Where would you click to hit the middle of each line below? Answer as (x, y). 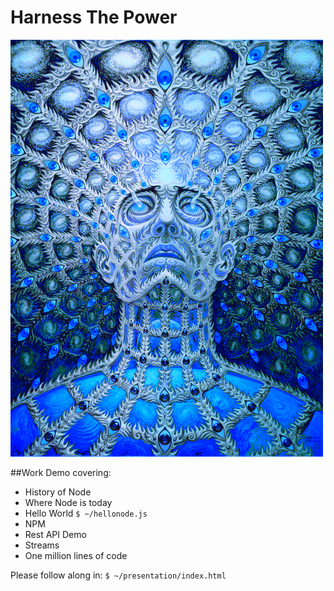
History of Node (58, 492)
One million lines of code (76, 555)
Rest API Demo (55, 534)
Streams (42, 545)
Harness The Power (94, 17)
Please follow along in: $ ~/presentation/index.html (118, 575)
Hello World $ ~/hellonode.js (86, 513)
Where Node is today (68, 502)
